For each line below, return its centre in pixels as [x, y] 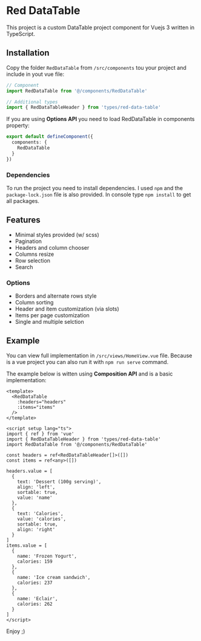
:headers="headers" [42, 402]
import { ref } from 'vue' [40, 434]
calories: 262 [35, 604]
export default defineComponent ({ [50, 137]
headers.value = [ [29, 471]
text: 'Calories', [40, 513]
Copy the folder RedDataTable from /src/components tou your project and [96, 67]
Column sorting [34, 303]
